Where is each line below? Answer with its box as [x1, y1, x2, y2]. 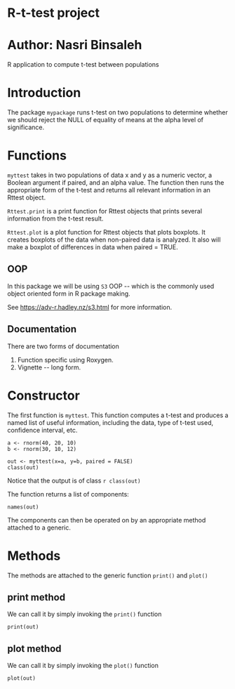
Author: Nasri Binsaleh [7, 37, 142, 53]
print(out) [7, 624, 39, 631]
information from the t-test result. [7, 214, 104, 223]
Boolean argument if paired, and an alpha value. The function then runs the [7, 178, 224, 187]
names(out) [7, 504, 39, 511]
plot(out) [7, 675, 36, 682]
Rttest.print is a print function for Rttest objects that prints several [7, 207, 202, 215]
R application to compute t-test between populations [7, 60, 159, 69]
